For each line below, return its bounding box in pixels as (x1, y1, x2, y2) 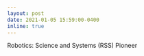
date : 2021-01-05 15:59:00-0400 (7, 16, 99, 23)
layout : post (7, 10, 45, 17)
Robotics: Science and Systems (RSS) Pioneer (7, 42, 138, 50)
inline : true (7, 23, 45, 29)
